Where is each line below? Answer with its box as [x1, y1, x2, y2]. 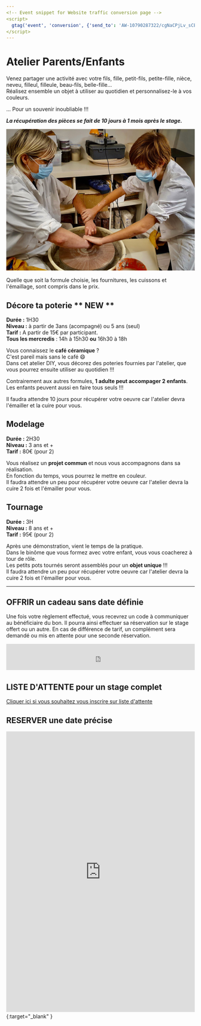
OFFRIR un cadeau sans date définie [6, 597, 144, 608]
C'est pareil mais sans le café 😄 [6, 353, 86, 360]
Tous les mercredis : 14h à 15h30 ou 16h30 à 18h [6, 335, 127, 342]
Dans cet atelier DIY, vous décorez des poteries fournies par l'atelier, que [6, 360, 187, 366]
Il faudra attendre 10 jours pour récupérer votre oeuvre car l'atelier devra [6, 396, 185, 402]
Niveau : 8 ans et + [6, 524, 54, 532]
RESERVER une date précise [6, 715, 112, 726]
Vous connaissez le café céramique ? [6, 347, 100, 354]
